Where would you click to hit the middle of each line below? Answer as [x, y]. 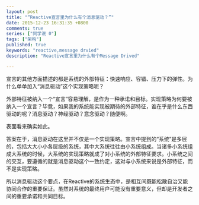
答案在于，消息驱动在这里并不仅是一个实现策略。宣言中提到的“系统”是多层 [97, 139]
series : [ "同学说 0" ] [31, 34]
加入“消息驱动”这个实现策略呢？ [65, 86]
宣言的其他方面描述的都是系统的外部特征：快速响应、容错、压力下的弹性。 [97, 78]
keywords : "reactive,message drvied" [53, 51]
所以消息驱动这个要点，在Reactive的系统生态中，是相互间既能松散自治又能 [97, 181]
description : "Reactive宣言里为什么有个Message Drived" [73, 56]
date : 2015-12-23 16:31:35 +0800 [47, 23]
